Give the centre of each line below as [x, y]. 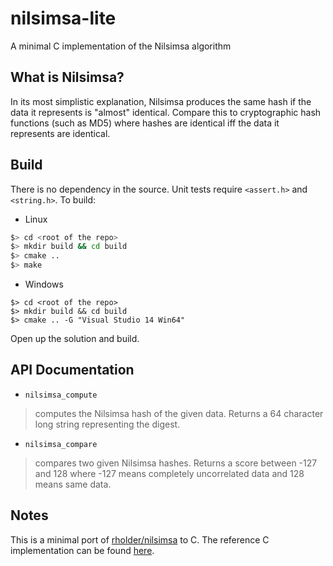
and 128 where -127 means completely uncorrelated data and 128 [169, 473]
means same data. [73, 484]
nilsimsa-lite [63, 18]
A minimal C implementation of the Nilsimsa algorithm [121, 46]
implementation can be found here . [82, 550]
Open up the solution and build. [75, 339]
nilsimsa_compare [61, 444]
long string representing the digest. [107, 424]
